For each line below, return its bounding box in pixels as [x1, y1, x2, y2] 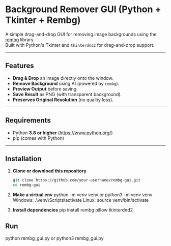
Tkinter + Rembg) [5, 14, 81, 26]
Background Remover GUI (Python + [5, 4, 161, 15]
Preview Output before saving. [12, 85, 78, 92]
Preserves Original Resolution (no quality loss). [12, 97, 113, 103]
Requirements [5, 116, 51, 125]
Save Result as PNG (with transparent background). [12, 91, 122, 97]
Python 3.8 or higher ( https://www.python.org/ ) [12, 130, 113, 136]
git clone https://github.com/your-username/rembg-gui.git [12, 178, 141, 183]
